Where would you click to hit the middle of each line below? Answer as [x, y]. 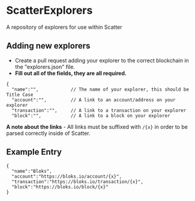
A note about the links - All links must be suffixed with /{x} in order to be [97, 127]
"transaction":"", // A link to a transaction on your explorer [99, 110]
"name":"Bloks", [32, 171]
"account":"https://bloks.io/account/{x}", [67, 176]
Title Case [20, 94]
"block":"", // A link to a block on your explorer [91, 115]
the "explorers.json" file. [45, 67]
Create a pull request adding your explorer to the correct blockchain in [102, 60]
